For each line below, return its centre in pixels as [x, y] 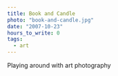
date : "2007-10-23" [35, 26]
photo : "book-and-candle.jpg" [51, 20]
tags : [15, 39]
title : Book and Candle [41, 13]
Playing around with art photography [59, 65]
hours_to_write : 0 [33, 33]
